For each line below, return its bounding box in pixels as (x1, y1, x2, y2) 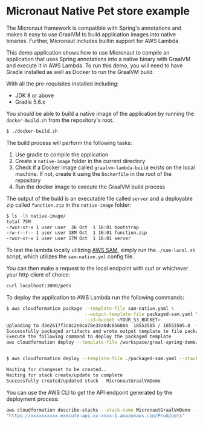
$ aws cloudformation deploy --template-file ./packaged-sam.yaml (6, 356, 177, 362)
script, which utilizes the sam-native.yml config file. (6, 253, 134, 260)
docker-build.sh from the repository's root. (6, 116, 114, 124)
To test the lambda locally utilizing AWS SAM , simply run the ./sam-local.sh (6, 247, 196, 254)
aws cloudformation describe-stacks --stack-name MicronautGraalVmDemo (6, 407, 190, 413)
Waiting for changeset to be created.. (6, 367, 107, 373)
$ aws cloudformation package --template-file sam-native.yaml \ (6, 306, 174, 312)
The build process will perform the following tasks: (6, 139, 132, 146)
